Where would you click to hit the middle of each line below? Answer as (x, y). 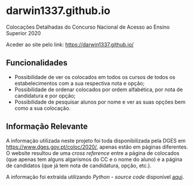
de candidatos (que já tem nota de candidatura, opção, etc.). (79, 166)
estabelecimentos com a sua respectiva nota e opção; (79, 83)
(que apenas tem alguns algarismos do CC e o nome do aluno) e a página (94, 159)
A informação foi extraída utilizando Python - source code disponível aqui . (95, 177)
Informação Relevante (47, 127)
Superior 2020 (24, 33)
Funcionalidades (37, 63)
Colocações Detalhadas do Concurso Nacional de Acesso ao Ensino (88, 27)
